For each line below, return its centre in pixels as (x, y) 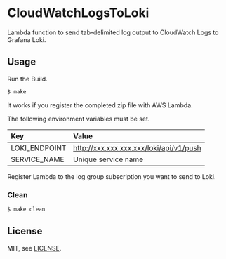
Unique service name (108, 159)
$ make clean (26, 209)
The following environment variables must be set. (79, 119)
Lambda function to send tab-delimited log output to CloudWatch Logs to (113, 32)
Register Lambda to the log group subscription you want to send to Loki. (112, 176)
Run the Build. (27, 79)
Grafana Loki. (27, 39)
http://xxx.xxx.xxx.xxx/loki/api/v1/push (137, 147)
